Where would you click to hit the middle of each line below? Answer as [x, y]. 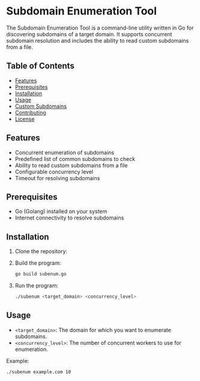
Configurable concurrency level [54, 172]
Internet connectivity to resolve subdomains [69, 218]
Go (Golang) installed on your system [61, 212]
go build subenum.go [41, 274]
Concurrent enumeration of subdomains [65, 153]
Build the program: [38, 263]
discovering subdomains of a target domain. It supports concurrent [89, 34]
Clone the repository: [41, 251]
